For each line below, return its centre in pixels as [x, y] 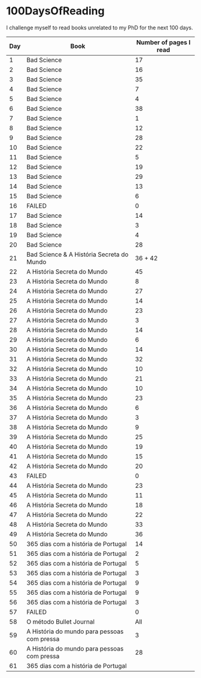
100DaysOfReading [55, 11]
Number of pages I [163, 42]
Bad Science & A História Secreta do [77, 254]
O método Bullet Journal [60, 622]
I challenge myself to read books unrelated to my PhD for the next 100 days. [100, 28]
